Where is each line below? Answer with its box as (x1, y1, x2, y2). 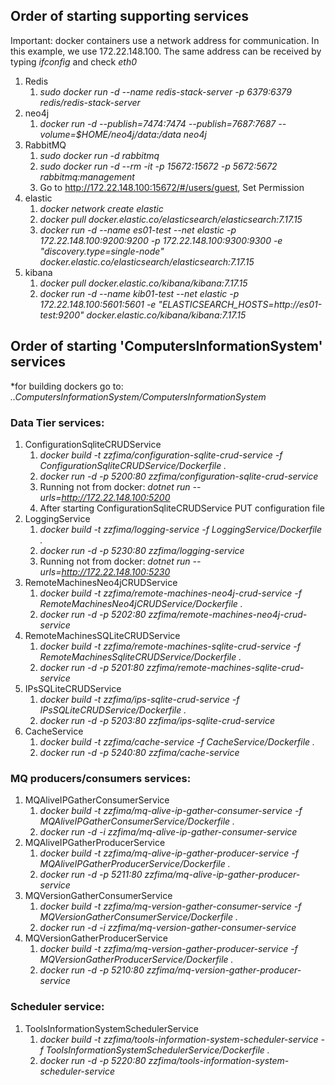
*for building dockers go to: (10, 380, 124, 392)
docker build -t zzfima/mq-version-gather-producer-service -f (39, 943, 298, 955)
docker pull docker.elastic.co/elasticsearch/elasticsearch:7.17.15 (39, 213, 303, 225)
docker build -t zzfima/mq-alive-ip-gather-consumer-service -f (39, 805, 303, 817)
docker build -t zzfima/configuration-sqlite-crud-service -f (39, 449, 283, 461)
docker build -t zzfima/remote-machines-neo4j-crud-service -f (39, 587, 302, 599)
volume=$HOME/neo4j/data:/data (39, 128, 182, 140)
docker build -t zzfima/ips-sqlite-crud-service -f (39, 693, 240, 705)
